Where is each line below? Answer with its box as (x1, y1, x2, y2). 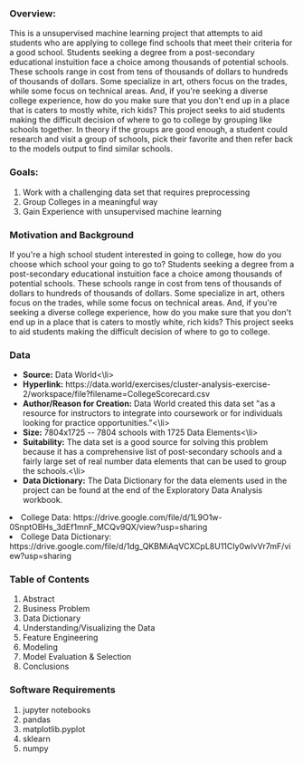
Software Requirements (9, 683, 116, 696)
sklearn (22, 733, 52, 744)
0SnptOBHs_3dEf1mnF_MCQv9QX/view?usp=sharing (9, 522, 208, 533)
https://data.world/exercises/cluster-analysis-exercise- (64, 379, 271, 390)
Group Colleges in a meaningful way (22, 196, 158, 207)
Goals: (9, 166, 39, 179)
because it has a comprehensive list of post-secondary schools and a (22, 447, 283, 458)
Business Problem (22, 604, 90, 614)
